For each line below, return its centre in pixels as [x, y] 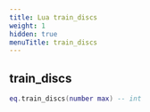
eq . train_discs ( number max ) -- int [75, 99]
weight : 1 [28, 26]
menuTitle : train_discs [54, 42]
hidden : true [33, 34]
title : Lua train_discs [54, 17]
